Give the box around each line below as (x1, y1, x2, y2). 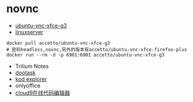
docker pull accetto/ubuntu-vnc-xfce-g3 (6, 40, 111, 46)
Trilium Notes (15, 63, 49, 70)
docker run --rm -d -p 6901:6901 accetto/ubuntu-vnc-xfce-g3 (6, 52, 165, 58)
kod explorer (15, 75, 47, 83)
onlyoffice (15, 81, 41, 89)
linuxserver (15, 28, 44, 35)
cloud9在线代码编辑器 (15, 89, 71, 96)
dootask (15, 69, 36, 76)
